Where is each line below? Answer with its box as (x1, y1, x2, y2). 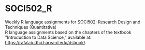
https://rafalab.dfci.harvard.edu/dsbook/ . (5, 39, 87, 45)
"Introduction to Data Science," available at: (5, 34, 92, 40)
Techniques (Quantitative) (5, 24, 57, 30)
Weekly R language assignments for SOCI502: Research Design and (5, 19, 141, 25)
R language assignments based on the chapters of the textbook (5, 29, 131, 35)
